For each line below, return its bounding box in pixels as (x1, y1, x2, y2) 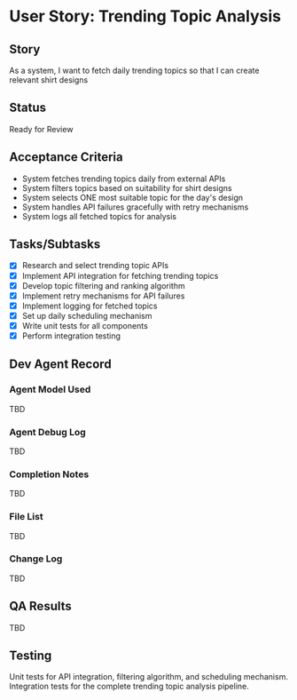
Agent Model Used (9, 384, 91, 396)
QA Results (9, 599, 73, 614)
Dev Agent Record (9, 357, 113, 372)
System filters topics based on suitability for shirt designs (21, 182, 232, 193)
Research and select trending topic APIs (21, 260, 169, 271)
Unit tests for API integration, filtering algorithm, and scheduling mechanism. (9, 672, 288, 682)
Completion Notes (9, 468, 90, 481)
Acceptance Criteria (9, 149, 123, 165)
